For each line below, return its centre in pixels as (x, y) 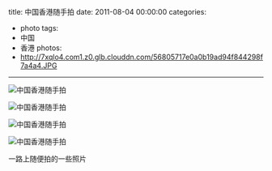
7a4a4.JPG (38, 66)
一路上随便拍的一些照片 (47, 159)
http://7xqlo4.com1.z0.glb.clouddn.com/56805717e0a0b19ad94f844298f (141, 57)
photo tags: (39, 28)
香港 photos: (41, 48)
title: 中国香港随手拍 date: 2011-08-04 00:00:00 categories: (107, 12)
